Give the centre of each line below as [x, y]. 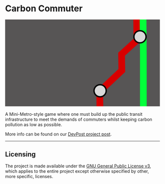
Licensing [20, 154]
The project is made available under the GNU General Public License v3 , [78, 166]
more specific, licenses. [29, 177]
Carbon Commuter [44, 9]
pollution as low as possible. [34, 125]
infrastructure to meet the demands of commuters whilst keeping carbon [79, 119]
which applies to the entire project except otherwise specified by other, [77, 171]
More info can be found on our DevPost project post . [58, 134]
